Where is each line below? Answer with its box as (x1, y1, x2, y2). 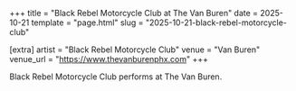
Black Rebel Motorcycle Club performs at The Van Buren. (9, 71, 223, 82)
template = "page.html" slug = (31, 17, 144, 28)
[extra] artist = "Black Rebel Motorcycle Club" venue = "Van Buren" (9, 44, 261, 55)
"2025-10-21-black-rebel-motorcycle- (145, 17, 287, 28)
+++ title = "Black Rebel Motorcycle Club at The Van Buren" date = (9, 8, 259, 18)
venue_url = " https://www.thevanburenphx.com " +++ (9, 54, 209, 64)
